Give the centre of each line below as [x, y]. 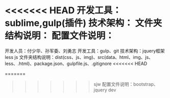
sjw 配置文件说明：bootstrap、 [126, 84]
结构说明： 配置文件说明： [59, 36]
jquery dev [105, 90]
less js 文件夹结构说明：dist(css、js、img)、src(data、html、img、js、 [79, 57]
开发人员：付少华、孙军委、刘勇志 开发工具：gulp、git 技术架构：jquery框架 [85, 51]
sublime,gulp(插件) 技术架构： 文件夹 [83, 23]
